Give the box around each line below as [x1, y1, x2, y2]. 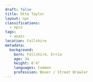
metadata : [5, 43, 25, 48]
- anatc [9, 34, 25, 39]
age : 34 [14, 56, 29, 61]
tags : [5, 29, 16, 34]
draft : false [5, 7, 32, 12]
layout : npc [5, 16, 29, 21]
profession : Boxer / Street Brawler [14, 70, 89, 75]
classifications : [5, 20, 40, 26]
